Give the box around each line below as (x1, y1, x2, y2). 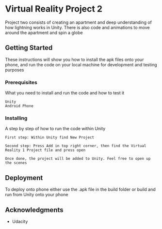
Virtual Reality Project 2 (5, 3, 103, 15)
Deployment (5, 173, 43, 182)
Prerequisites (5, 79, 37, 86)
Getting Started (5, 44, 53, 52)
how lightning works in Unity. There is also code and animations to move (5, 24, 150, 30)
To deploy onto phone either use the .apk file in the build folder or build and (5, 186, 156, 192)
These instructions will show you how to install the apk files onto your (5, 57, 144, 62)
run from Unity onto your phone (5, 192, 68, 198)
